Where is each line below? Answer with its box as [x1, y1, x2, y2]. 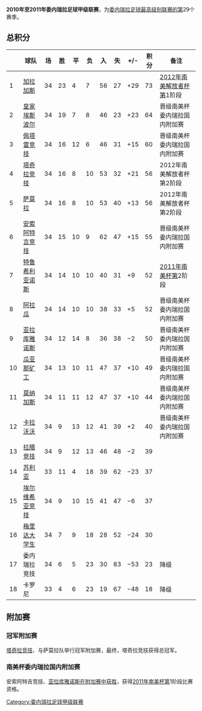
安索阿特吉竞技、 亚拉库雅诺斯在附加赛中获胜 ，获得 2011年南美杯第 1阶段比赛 [6, 677, 194, 685]
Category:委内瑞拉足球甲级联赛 [6, 698, 84, 705]
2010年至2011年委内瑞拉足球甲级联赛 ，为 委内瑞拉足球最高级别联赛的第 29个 [6, 6, 195, 13]
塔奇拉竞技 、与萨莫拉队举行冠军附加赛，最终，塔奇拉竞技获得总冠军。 [6, 647, 180, 654]
